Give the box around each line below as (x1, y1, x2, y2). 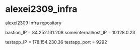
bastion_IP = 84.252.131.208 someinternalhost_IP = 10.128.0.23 (5, 29, 135, 35)
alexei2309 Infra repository (5, 20, 62, 26)
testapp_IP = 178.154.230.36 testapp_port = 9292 (5, 39, 107, 45)
